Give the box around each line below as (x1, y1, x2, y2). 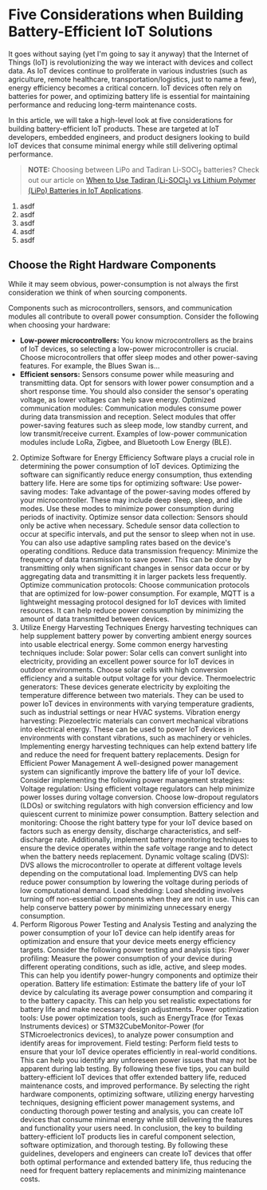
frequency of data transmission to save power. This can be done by (19, 555, 241, 565)
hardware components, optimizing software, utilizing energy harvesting (19, 1089, 254, 1099)
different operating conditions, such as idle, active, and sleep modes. (19, 962, 247, 972)
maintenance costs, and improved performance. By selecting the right (19, 1081, 250, 1091)
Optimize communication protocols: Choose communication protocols (19, 581, 249, 590)
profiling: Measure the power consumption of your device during (19, 954, 233, 963)
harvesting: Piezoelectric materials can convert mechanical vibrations (19, 716, 249, 726)
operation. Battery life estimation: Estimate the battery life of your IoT (19, 979, 247, 989)
